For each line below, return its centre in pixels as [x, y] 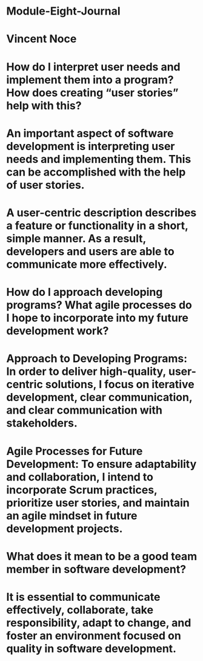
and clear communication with [84, 410]
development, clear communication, [99, 398]
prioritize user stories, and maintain [98, 503]
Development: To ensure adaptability [101, 464]
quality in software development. [92, 649]
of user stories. [45, 185]
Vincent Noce [42, 39]
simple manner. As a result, [76, 238]
